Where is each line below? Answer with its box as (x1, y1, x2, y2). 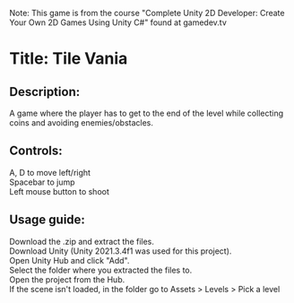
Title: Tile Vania (9, 48, 128, 69)
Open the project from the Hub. (9, 273, 125, 285)
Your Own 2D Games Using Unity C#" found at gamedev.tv (9, 17, 227, 28)
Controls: (9, 143, 63, 159)
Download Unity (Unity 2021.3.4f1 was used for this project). (9, 246, 232, 256)
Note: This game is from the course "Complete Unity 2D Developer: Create (9, 8, 285, 18)
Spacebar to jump (9, 177, 75, 187)
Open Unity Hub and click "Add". (9, 255, 130, 265)
